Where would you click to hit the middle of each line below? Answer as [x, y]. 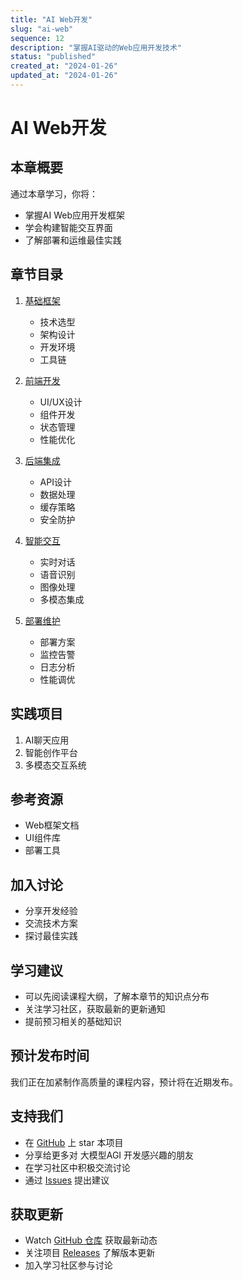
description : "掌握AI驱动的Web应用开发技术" [96, 47]
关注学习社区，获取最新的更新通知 [95, 1008]
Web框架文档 [52, 825]
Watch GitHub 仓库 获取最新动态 [91, 1240]
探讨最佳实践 [51, 936]
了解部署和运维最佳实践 [73, 240]
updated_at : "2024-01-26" [64, 76]
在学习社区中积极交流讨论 [77, 1167]
